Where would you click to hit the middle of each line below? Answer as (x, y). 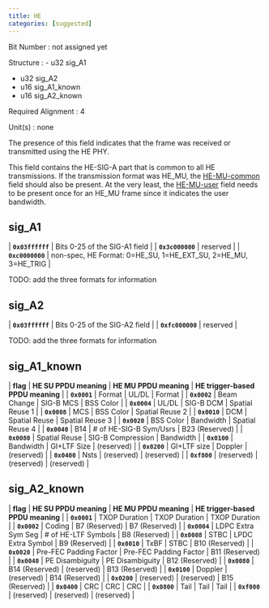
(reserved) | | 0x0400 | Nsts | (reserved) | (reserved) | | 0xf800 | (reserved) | (133, 454)
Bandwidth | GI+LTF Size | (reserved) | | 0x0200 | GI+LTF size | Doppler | (128, 446)
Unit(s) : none (31, 127)
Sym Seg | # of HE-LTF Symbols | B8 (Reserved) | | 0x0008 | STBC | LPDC (131, 534)
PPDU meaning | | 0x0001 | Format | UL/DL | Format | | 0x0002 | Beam (123, 394)
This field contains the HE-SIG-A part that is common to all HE (112, 167)
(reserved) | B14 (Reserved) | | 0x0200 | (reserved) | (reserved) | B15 (121, 577)
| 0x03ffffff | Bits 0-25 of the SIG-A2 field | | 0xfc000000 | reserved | (123, 325)
